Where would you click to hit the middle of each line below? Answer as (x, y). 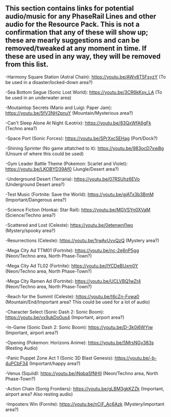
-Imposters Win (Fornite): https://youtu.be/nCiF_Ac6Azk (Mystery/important (85, 404)
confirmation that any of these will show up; (77, 33)
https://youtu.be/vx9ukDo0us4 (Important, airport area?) (65, 317)
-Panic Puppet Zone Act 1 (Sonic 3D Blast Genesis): (59, 358)
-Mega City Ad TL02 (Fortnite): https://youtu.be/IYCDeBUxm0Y (72, 265)
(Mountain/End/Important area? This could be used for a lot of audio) (78, 302)
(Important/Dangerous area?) (36, 200)
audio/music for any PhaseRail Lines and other (81, 17)
